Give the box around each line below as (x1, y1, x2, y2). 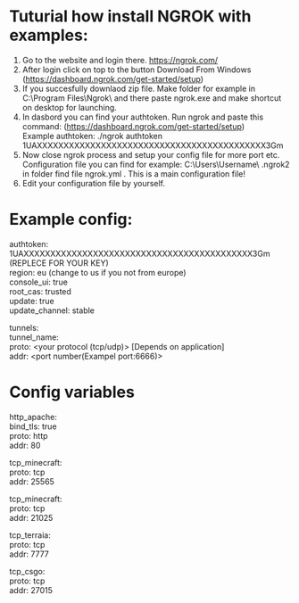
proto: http (9, 430, 48, 441)
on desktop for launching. (21, 102, 118, 112)
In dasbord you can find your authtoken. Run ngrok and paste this (21, 112, 264, 122)
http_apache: (9, 411, 58, 422)
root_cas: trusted (9, 285, 71, 296)
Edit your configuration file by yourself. (21, 178, 166, 188)
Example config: (9, 210, 133, 229)
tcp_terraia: (9, 529, 51, 541)
